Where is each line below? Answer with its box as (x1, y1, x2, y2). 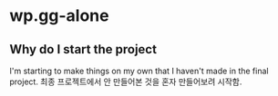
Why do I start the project (9, 42, 158, 57)
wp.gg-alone (9, 5, 109, 26)
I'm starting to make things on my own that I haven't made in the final (9, 65, 269, 76)
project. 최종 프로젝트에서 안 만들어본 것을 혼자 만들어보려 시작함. (9, 76, 242, 87)
